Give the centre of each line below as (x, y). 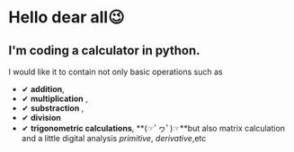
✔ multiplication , (55, 98)
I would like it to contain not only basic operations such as (116, 72)
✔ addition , (43, 89)
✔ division (41, 118)
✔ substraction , (53, 108)
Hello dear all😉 (67, 17)
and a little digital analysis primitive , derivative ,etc (114, 138)
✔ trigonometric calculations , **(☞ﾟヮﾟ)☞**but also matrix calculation (153, 128)
